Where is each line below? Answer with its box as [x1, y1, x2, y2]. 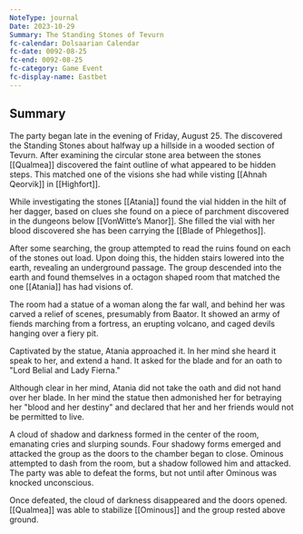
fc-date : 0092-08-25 [9, 47, 88, 56]
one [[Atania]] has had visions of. [9, 281, 133, 292]
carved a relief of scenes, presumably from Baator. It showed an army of [9, 308, 281, 319]
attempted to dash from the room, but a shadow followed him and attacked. [9, 458, 292, 469]
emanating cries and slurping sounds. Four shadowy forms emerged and [9, 438, 281, 450]
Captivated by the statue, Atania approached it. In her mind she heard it [9, 345, 277, 356]
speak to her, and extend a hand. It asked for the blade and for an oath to [9, 355, 283, 366]
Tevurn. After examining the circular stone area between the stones [9, 149, 261, 160]
